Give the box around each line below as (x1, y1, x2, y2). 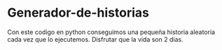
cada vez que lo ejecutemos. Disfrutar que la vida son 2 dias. (7, 35, 183, 43)
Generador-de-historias (7, 5, 149, 21)
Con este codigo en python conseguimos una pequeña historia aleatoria (7, 28, 216, 36)
